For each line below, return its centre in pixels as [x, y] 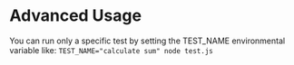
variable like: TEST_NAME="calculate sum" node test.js [111, 50]
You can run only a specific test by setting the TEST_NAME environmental [147, 41]
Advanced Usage [76, 16]
